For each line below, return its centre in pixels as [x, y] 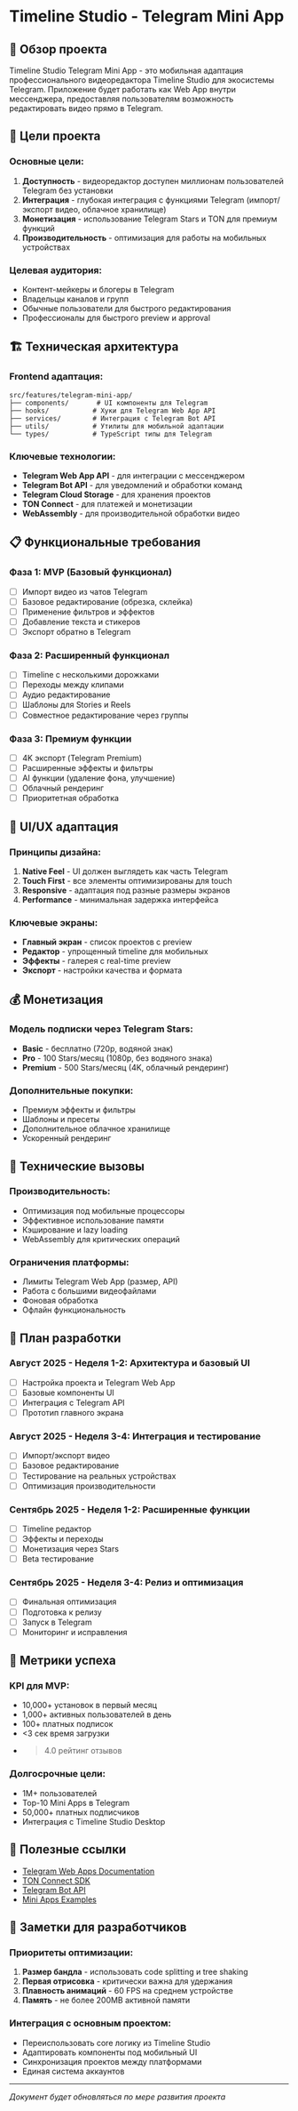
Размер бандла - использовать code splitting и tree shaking [135, 1972]
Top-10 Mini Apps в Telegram [76, 1802]
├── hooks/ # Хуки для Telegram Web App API [113, 411]
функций [38, 228]
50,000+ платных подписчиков [81, 1812]
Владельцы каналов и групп [75, 299]
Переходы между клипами [73, 685]
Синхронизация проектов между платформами [112, 2061]
